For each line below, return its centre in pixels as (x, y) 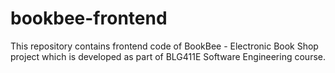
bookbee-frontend (89, 18)
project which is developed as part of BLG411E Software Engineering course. (168, 56)
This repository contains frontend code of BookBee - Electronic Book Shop (164, 46)
